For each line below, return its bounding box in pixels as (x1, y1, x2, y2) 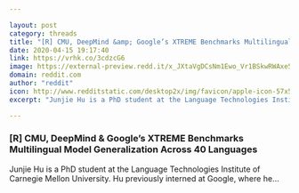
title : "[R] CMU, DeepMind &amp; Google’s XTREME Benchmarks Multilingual (9, 37, 293, 46)
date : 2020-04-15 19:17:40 (9, 45, 109, 54)
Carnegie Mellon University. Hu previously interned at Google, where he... (9, 173, 279, 183)
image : (9, 62, 34, 71)
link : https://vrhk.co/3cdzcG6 (9, 54, 125, 63)
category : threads (9, 28, 77, 38)
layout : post (9, 20, 58, 29)
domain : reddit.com (9, 70, 82, 80)
